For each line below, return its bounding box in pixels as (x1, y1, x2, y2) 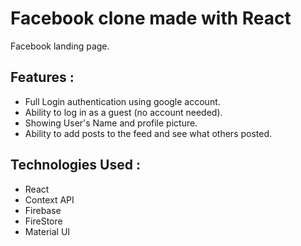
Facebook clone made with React (10, 7, 292, 30)
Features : (10, 69, 75, 86)
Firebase (24, 204, 62, 216)
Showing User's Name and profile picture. (24, 117, 198, 129)
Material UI (24, 225, 71, 237)
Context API (24, 193, 75, 206)
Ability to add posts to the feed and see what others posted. (24, 127, 273, 139)
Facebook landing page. (10, 40, 110, 52)
